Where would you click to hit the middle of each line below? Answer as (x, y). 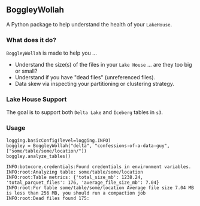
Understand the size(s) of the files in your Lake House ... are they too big (103, 65)
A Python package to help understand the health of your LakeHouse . (89, 24)
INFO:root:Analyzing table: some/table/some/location (75, 172)
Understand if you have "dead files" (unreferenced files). (85, 77)
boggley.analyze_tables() (38, 156)
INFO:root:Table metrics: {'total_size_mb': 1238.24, (75, 177)
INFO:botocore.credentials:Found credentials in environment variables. (99, 167)
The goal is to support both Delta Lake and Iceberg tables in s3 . (85, 112)
